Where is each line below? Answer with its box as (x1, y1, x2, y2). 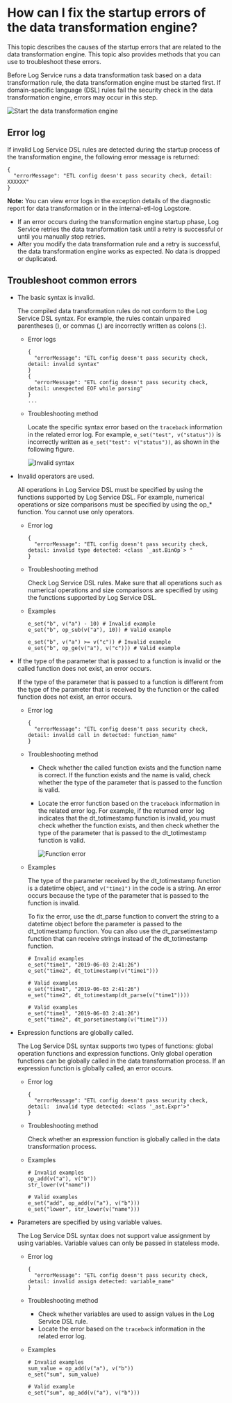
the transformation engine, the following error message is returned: (7, 152, 200, 161)
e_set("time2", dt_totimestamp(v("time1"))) (27, 967, 159, 974)
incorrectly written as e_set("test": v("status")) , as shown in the (27, 437, 220, 446)
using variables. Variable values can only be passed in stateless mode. (17, 1239, 220, 1247)
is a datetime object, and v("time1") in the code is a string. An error (27, 884, 222, 892)
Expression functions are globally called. (17, 1028, 134, 1036)
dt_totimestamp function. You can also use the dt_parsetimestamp (27, 927, 217, 935)
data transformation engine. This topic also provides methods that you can (7, 50, 221, 58)
